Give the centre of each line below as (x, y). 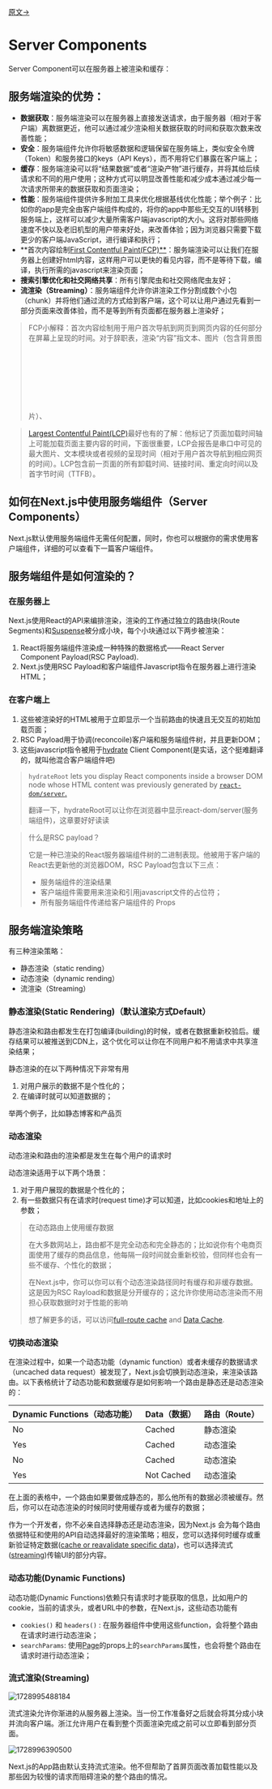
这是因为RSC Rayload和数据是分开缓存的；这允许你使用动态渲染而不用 (145, 1292)
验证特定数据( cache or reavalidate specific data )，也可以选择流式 (124, 1545)
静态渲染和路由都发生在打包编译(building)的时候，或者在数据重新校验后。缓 (134, 1031)
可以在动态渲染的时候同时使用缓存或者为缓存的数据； (118, 1507)
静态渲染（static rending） (64, 969)
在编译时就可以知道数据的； (66, 1096)
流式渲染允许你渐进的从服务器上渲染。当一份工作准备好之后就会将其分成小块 (136, 1713)
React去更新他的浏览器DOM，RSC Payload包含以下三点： (124, 864)
